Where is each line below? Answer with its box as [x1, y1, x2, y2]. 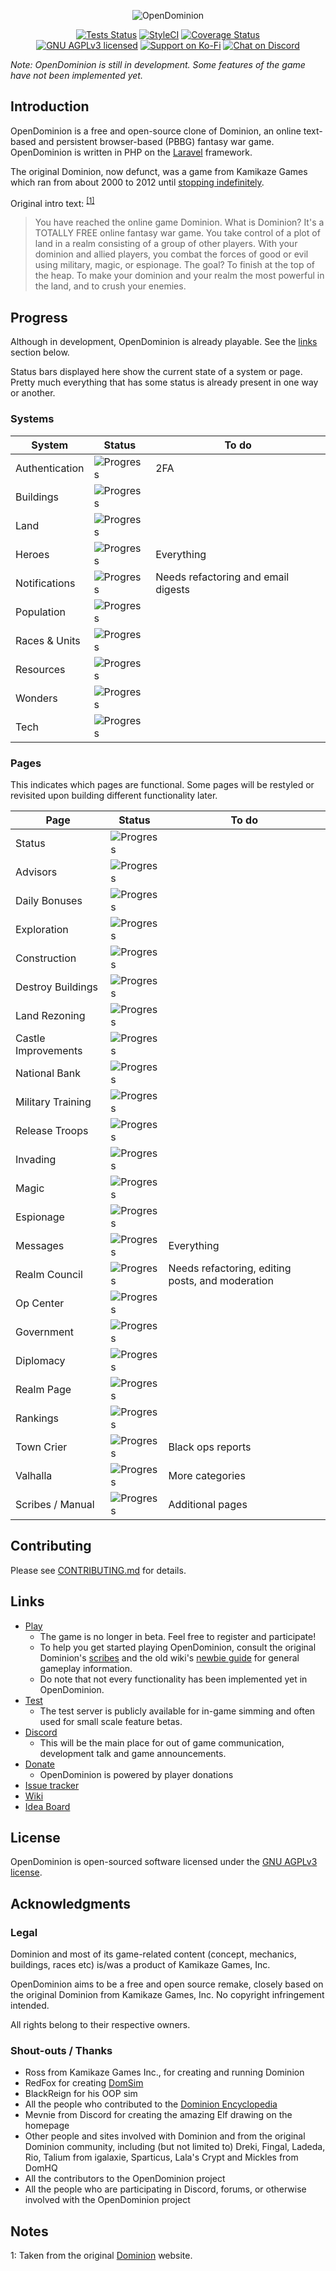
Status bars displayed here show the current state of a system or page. [10, 366, 303, 378]
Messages [15, 1238, 65, 1252]
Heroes [15, 547, 50, 561]
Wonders [15, 691, 58, 705]
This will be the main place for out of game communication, [39, 1736, 285, 1749]
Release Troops [15, 1123, 89, 1137]
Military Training [15, 1095, 92, 1109]
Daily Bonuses [15, 893, 83, 907]
